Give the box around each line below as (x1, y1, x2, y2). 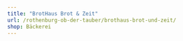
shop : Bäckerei (7, 23, 52, 30)
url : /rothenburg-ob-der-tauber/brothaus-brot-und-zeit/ (7, 17, 177, 24)
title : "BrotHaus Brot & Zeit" (7, 10, 98, 17)
